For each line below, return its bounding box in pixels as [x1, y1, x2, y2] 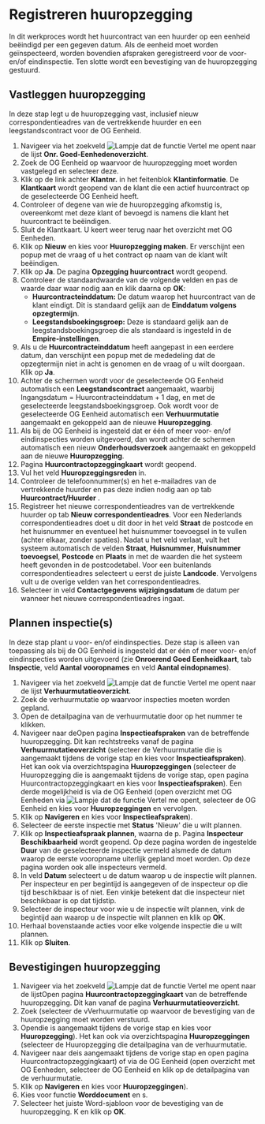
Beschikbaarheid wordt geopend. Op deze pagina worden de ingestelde [20, 837, 257, 846]
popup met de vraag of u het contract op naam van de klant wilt [20, 250, 228, 260]
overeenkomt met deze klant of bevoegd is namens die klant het [20, 207, 230, 218]
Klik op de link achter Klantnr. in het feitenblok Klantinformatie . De [20, 174, 239, 184]
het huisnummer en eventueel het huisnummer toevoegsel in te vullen [20, 526, 247, 536]
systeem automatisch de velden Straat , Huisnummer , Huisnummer [20, 543, 241, 553]
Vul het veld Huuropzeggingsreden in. [20, 468, 147, 477]
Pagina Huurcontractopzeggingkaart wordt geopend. [20, 459, 196, 469]
